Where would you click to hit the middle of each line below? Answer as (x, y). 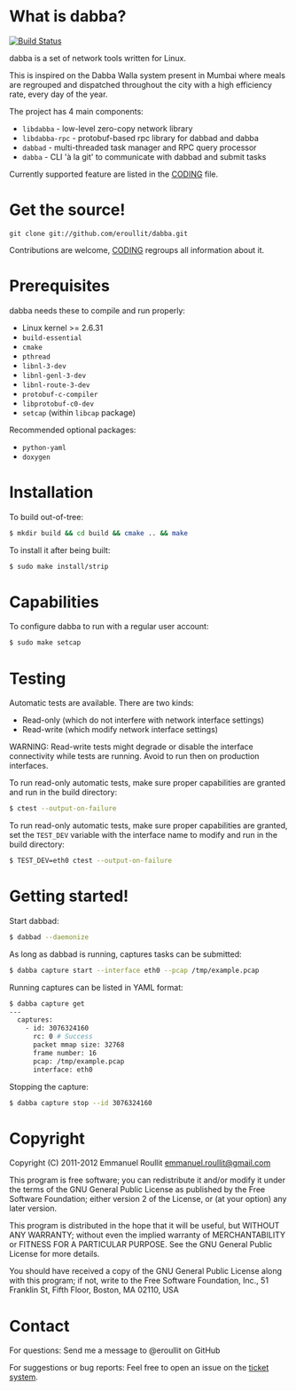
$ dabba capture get (47, 1004)
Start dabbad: (34, 921)
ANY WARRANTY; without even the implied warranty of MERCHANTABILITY (148, 1235)
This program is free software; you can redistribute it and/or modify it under (148, 1180)
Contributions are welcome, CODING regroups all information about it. (136, 249)
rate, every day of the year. (58, 94)
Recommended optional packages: (73, 430)
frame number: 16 (65, 1053)
